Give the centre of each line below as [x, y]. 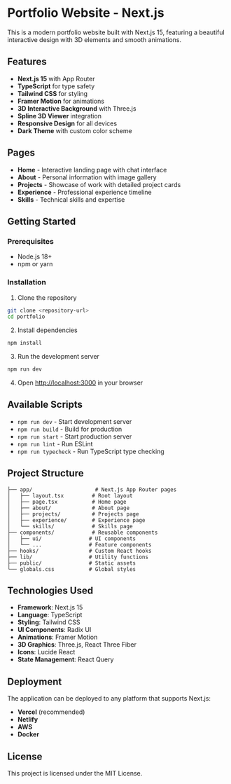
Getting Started [42, 221]
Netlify [28, 720]
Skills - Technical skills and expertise [71, 199]
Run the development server [58, 357]
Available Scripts [45, 405]
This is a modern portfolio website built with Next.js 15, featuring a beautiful [116, 32]
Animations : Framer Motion [57, 637]
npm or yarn [35, 264]
